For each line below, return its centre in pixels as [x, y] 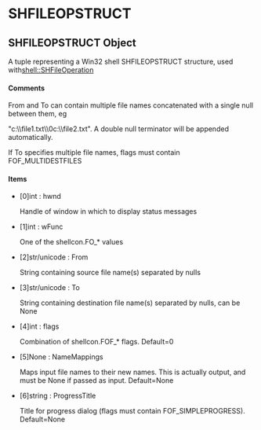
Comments [27, 88]
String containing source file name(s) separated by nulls [110, 273]
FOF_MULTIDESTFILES [45, 161]
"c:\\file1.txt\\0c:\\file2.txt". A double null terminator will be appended [119, 129]
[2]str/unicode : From [54, 257]
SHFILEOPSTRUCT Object [72, 43]
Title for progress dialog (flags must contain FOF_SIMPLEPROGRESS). [132, 411]
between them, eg [38, 114]
